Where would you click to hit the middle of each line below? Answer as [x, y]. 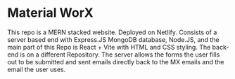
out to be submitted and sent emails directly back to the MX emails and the [116, 62]
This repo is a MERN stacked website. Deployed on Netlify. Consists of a [112, 32]
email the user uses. [37, 69]
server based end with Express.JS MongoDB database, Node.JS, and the [113, 39]
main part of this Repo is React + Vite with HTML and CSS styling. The [109, 47]
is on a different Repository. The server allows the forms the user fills [120, 55]
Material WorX [50, 13]
